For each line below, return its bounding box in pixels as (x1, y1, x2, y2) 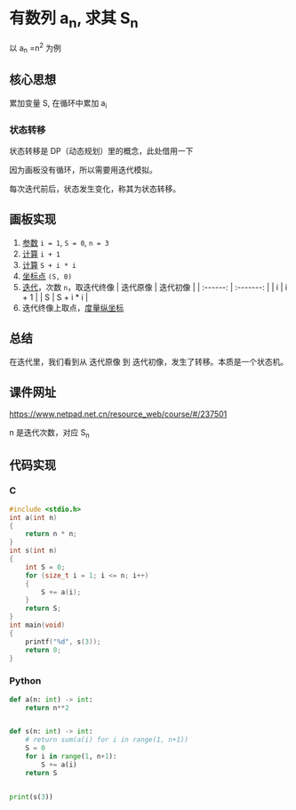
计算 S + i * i (21, 259, 77, 270)
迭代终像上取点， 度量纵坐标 (21, 302, 124, 312)
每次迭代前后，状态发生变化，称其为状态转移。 (9, 183, 180, 194)
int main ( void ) (9, 620, 66, 630)
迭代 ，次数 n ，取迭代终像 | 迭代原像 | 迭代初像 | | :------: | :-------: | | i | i (21, 281, 287, 292)
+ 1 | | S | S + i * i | (21, 291, 89, 303)
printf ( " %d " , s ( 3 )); (25, 637, 101, 646)
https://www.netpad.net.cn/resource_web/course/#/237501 (9, 409, 228, 419)
